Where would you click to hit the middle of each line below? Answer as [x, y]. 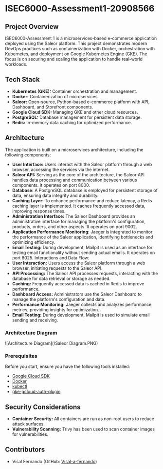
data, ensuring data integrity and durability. [55, 195]
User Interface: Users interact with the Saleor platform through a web [82, 164]
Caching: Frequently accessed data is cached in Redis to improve [78, 283]
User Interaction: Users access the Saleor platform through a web [79, 263]
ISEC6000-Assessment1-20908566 [80, 9]
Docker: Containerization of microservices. [55, 96]
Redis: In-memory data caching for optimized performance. [72, 122]
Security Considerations [43, 407]
